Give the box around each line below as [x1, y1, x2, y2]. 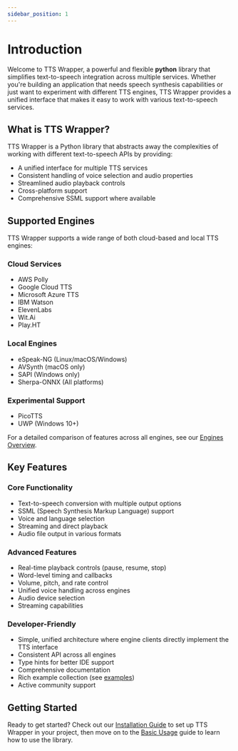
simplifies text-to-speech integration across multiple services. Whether [7, 72, 217, 81]
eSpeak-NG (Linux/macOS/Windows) [17, 355, 128, 363]
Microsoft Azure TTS [17, 291, 80, 299]
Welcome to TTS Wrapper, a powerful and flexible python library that [7, 65, 211, 74]
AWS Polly [17, 276, 48, 284]
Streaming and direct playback [17, 522, 108, 530]
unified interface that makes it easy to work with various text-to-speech [7, 95, 218, 104]
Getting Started [7, 701, 78, 714]
